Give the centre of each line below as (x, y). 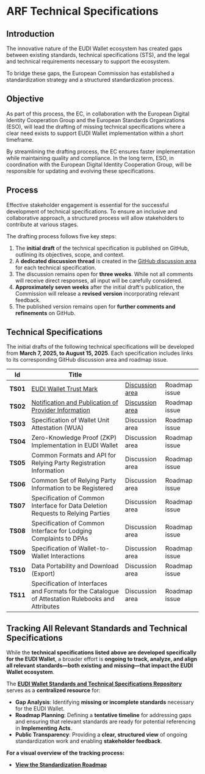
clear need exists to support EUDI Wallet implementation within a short (95, 133)
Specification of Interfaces (70, 583)
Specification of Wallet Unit (70, 420)
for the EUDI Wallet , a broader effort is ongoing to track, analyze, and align (102, 659)
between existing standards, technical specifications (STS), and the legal (98, 55)
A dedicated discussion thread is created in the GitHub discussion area (106, 261)
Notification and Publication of (75, 403)
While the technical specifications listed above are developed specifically (102, 652)
